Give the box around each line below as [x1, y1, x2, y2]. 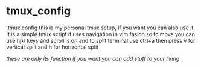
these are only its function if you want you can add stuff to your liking [6, 55, 180, 62]
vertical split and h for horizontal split [6, 43, 98, 51]
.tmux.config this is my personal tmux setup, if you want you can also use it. [6, 24, 195, 31]
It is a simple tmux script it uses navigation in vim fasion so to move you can [6, 30, 195, 37]
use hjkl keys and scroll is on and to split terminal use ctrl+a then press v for [6, 37, 196, 44]
